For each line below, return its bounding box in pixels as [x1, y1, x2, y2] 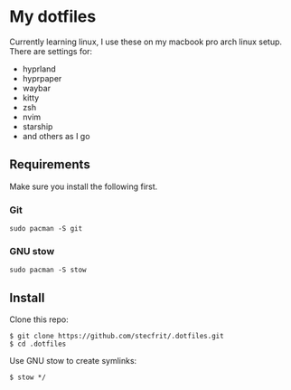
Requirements [9, 157, 90, 173]
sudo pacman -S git [9, 224, 83, 233]
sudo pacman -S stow [9, 265, 88, 275]
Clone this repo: [9, 314, 70, 325]
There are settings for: [9, 45, 93, 56]
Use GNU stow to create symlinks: [9, 356, 137, 366]
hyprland [22, 63, 56, 74]
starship [22, 120, 53, 132]
